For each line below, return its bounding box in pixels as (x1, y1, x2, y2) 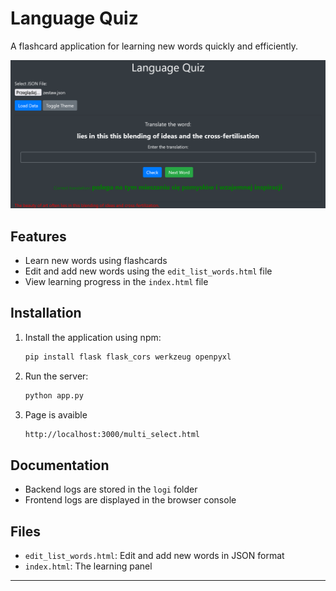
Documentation (10, 457, 110, 474)
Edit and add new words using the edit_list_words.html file (24, 265, 273, 277)
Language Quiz (10, 7, 139, 30)
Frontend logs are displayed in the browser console (24, 494, 237, 506)
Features (10, 228, 67, 245)
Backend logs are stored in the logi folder (24, 483, 198, 496)
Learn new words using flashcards (24, 254, 168, 266)
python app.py (24, 390, 84, 401)
